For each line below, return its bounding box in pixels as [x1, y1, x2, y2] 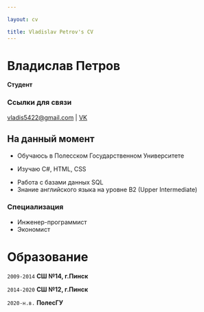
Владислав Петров [7, 58, 121, 73]
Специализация [7, 202, 64, 212]
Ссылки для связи [7, 97, 72, 107]
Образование [7, 250, 89, 265]
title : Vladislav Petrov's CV [7, 28, 94, 35]
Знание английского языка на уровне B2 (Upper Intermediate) [16, 185, 198, 193]
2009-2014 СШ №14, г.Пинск [7, 272, 89, 280]
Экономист [16, 225, 50, 233]
